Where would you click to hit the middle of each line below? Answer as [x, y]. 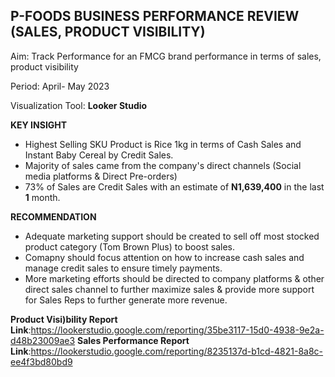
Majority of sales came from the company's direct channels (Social [163, 165]
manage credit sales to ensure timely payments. [123, 268]
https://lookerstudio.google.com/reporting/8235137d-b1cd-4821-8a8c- [177, 351]
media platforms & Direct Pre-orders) [101, 176]
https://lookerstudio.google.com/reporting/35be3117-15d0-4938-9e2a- [177, 330]
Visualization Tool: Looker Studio [79, 105]
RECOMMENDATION [53, 216]
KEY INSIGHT [39, 125]
